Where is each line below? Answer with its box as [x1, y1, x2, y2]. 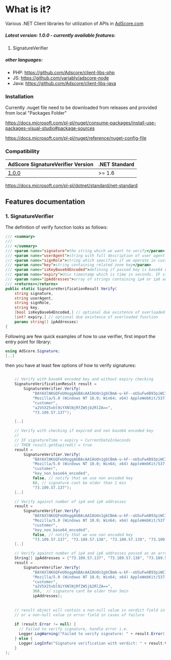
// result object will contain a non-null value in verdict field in [14, 608, 165, 613]
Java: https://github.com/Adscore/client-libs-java [12, 80, 116, 86]
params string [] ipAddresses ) [14, 319, 79, 324]
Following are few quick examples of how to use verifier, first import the [5, 333, 156, 339]
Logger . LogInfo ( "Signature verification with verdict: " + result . [18, 641, 165, 646]
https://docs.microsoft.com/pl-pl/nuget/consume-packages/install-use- [5, 120, 156, 126]
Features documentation [5, 197, 85, 206]
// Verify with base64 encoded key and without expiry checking [14, 377, 154, 382]
